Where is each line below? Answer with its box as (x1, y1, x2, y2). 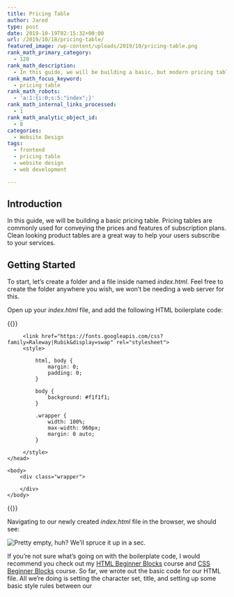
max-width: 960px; (47, 425, 101, 432)
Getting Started (7, 259, 76, 271)
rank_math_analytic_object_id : (7, 114, 98, 121)
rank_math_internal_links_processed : (7, 101, 117, 108)
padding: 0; (47, 369, 82, 377)
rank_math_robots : (7, 88, 61, 95)
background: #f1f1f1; (47, 394, 111, 401)
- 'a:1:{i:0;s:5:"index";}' (13, 95, 95, 102)
